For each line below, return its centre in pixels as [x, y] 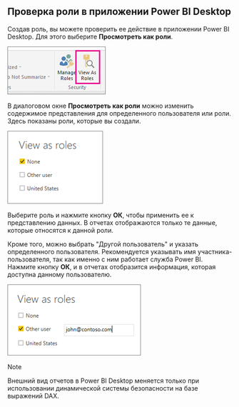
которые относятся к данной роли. [61, 230]
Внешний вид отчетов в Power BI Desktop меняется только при [103, 381]
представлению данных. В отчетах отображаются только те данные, [112, 222]
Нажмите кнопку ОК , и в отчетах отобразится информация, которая [112, 266]
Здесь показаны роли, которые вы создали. [74, 121]
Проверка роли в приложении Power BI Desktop [119, 12]
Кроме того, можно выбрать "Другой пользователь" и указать [103, 244]
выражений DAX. [33, 396]
